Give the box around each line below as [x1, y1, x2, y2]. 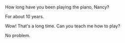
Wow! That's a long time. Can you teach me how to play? [5, 23, 121, 29]
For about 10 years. [5, 14, 44, 19]
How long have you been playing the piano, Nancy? [5, 4, 109, 10]
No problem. [5, 33, 31, 38]
